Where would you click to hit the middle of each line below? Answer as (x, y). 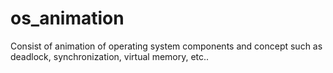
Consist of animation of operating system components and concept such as (166, 46)
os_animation (67, 18)
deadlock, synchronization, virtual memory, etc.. (110, 56)
